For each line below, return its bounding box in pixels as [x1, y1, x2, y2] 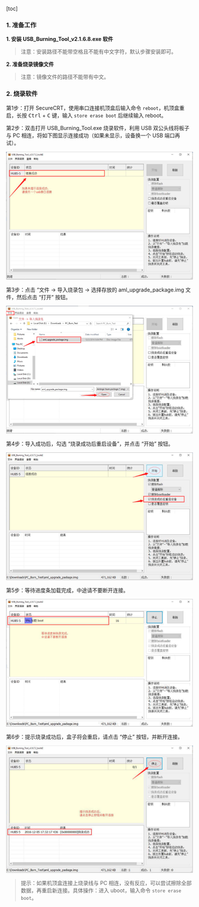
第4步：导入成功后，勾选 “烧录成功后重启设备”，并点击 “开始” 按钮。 [6, 440, 174, 447]
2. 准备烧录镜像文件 [6, 61, 54, 68]
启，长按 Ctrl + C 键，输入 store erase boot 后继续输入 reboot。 [6, 112, 167, 119]
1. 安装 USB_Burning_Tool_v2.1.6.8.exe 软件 [6, 36, 114, 43]
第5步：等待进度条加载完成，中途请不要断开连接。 [6, 586, 129, 594]
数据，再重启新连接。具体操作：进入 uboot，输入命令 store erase [20, 887, 182, 894]
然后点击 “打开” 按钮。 [16, 294, 71, 301]
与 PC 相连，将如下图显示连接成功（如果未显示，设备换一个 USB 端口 [6, 132, 175, 139]
